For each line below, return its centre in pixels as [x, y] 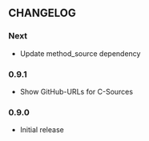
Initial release [42, 130]
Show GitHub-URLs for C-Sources [77, 91]
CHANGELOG [42, 13]
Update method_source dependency [80, 53]
